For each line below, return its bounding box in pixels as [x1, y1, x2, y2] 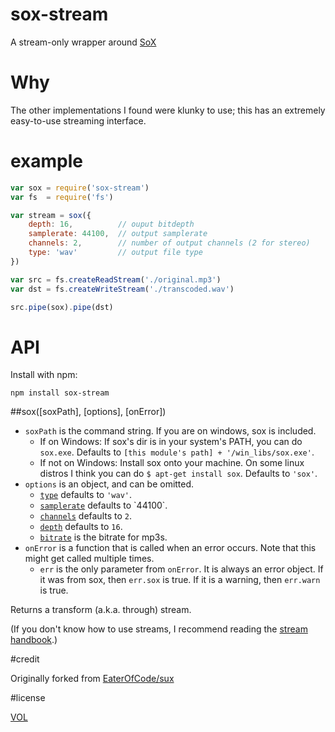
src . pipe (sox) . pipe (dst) [10, 302, 114, 312]
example [10, 150, 84, 173]
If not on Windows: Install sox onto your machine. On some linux [39, 457, 305, 469]
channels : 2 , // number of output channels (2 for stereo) [28, 238, 311, 248]
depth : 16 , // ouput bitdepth [28, 219, 195, 230]
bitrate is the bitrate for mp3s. [39, 531, 168, 543]
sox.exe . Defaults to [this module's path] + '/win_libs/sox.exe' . [39, 446, 315, 458]
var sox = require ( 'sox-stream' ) [10, 183, 150, 193]
